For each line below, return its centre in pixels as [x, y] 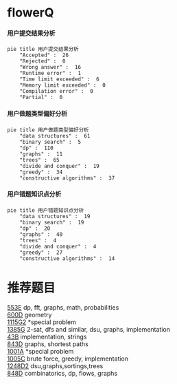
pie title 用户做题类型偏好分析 [48, 130]
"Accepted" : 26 [44, 55]
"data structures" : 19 [55, 216]
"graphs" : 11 [41, 154]
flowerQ [31, 13]
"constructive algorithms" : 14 [67, 258]
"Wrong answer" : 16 [50, 67]
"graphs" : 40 [41, 234]
